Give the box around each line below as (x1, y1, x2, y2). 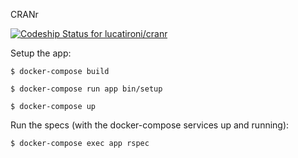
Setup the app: (10, 47, 72, 59)
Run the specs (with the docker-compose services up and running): (10, 119, 290, 131)
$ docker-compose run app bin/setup (10, 84, 163, 94)
